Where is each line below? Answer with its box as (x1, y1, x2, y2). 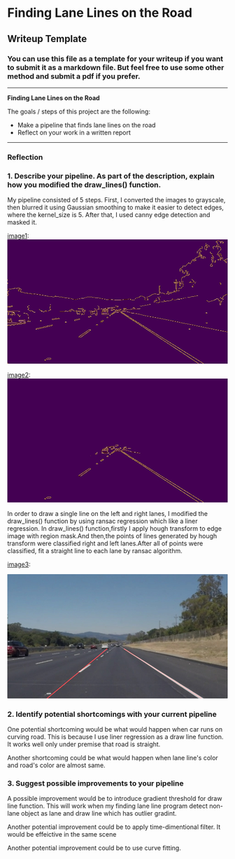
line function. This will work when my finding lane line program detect (7, 802, 208, 810)
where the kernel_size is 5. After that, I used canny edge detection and (7, 211, 211, 219)
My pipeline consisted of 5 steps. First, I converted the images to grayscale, (7, 196, 226, 204)
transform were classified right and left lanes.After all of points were (7, 539, 204, 547)
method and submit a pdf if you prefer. (7, 71, 141, 81)
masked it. (7, 218, 37, 227)
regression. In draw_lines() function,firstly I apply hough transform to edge (7, 524, 222, 533)
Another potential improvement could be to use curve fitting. (7, 844, 182, 852)
